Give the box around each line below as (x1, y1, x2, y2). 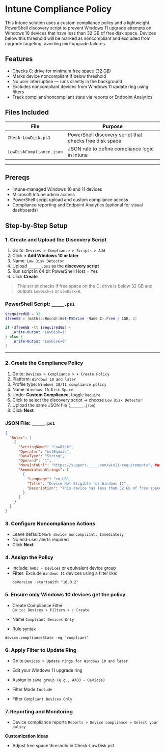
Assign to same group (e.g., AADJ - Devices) (12, 677, 106, 683)
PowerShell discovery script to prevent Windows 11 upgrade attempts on (5, 25, 152, 30)
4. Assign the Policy (5, 554, 54, 561)
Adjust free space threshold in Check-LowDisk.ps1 (12, 743, 114, 749)
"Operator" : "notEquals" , (18, 449, 71, 454)
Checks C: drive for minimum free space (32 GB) (12, 68, 111, 74)
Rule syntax (12, 626, 36, 632)
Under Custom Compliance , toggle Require (12, 392, 101, 398)
